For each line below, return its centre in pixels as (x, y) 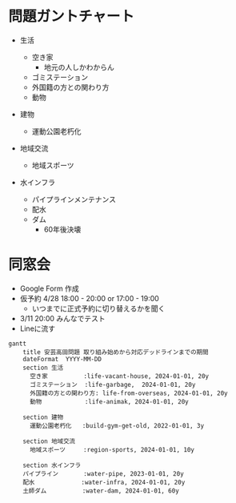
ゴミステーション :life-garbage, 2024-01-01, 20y (112, 384)
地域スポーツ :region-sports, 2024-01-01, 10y (112, 449)
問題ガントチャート (71, 16)
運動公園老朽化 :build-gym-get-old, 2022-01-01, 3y (117, 425)
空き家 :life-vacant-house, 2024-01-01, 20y (119, 376)
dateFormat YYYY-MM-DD (62, 359)
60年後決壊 (62, 229)
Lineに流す (38, 328)
